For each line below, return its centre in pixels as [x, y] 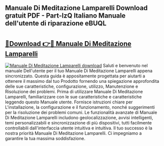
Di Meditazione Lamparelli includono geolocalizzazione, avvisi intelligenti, [79, 118]
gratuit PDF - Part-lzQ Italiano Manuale [65, 16]
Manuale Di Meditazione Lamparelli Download [76, 8]
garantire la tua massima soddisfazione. [45, 138]
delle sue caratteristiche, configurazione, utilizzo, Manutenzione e [72, 86]
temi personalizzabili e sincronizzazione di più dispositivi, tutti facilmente [78, 123]
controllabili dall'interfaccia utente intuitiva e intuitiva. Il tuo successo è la [79, 128]
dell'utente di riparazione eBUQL [56, 23]
